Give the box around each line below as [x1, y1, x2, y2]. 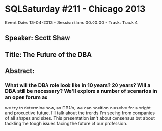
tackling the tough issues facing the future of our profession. [5, 121, 128, 127]
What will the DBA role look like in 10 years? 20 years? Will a [5, 82, 151, 88]
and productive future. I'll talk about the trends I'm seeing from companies [5, 110, 155, 116]
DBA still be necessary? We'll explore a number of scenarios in [5, 88, 158, 95]
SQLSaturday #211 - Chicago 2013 [5, 3, 146, 15]
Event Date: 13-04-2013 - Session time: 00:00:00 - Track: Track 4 [5, 20, 138, 25]
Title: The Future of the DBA [5, 50, 92, 59]
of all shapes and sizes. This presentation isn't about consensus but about [5, 115, 155, 121]
